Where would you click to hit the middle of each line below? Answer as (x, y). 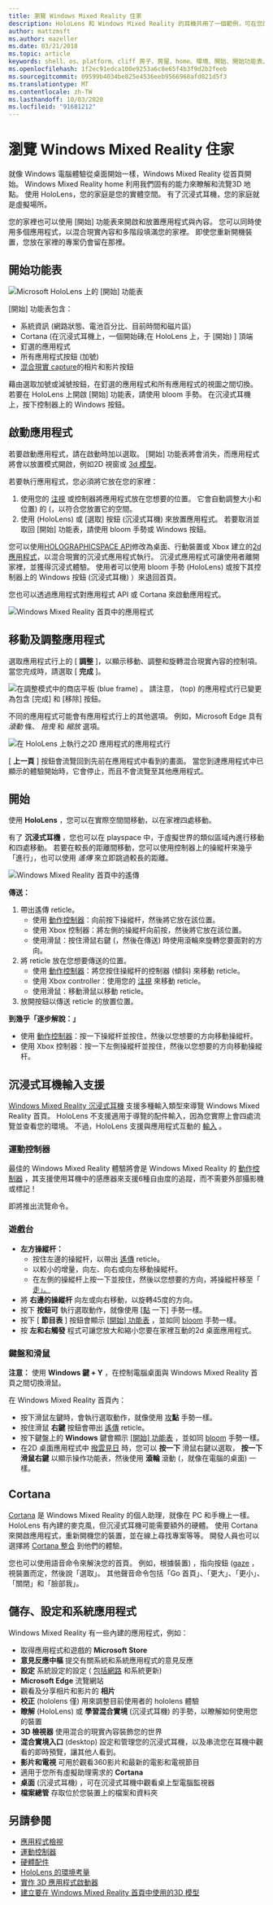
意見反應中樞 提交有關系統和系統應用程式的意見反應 (106, 1660)
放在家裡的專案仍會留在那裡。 (80, 242)
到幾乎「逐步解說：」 (44, 1018)
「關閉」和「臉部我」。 (46, 1583)
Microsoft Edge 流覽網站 (62, 1680)
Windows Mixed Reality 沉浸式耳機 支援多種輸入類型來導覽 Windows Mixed (134, 1106)
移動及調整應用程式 (56, 640)
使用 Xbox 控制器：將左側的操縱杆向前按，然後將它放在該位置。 (139, 931)
